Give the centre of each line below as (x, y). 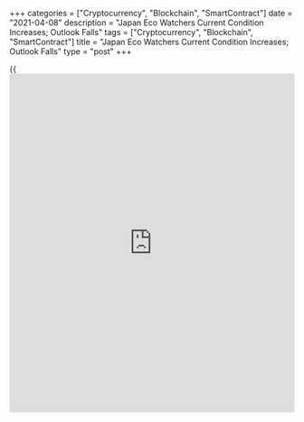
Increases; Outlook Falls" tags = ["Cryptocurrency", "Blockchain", (131, 32)
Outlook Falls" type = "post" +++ (71, 52)
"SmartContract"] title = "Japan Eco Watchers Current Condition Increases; (149, 42)
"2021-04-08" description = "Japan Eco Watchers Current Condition (137, 23)
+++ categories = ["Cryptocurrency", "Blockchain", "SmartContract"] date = (151, 13)
